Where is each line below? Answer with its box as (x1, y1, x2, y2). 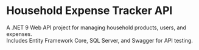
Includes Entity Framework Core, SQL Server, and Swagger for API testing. (6, 37, 194, 44)
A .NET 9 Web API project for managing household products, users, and (6, 24, 187, 31)
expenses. (6, 30, 32, 37)
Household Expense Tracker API (6, 4, 173, 18)
